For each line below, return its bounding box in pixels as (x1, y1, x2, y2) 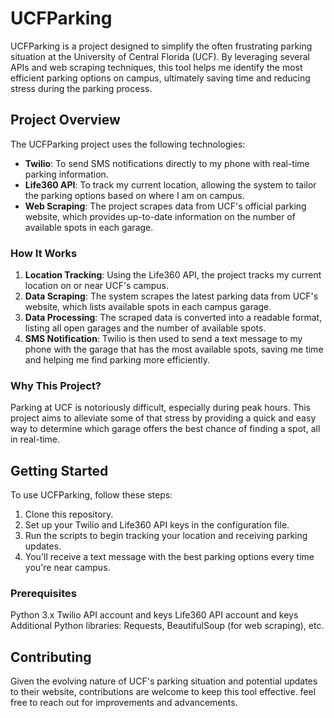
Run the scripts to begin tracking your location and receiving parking (24, 530, 308, 542)
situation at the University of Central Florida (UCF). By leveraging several (10, 50, 310, 62)
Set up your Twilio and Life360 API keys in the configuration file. (24, 519, 290, 531)
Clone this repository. (24, 508, 114, 521)
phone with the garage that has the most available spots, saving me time (24, 343, 324, 356)
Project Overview (10, 112, 121, 129)
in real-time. (10, 433, 61, 446)
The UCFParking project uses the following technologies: (10, 138, 246, 150)
